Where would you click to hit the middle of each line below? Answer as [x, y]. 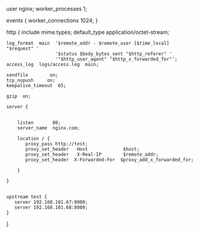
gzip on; [19, 96]
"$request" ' [23, 48]
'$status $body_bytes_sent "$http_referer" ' [113, 54]
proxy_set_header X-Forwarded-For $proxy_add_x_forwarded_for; [110, 160]
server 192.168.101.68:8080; [51, 208]
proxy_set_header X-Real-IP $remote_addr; [92, 154]
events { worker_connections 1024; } [52, 20]
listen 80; [39, 123]
